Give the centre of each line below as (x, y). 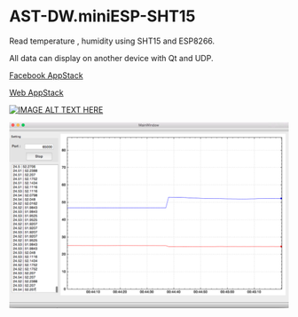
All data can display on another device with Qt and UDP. (111, 58)
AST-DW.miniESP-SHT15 (102, 16)
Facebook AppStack (46, 75)
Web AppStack (36, 92)
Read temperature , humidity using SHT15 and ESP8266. (112, 41)
